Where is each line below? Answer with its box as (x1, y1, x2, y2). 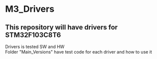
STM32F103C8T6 (5, 30, 61, 39)
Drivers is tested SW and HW (5, 44, 65, 50)
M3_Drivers (5, 3, 55, 15)
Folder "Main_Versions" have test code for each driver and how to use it (5, 49, 153, 55)
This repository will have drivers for (5, 23, 118, 31)
